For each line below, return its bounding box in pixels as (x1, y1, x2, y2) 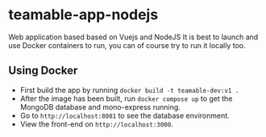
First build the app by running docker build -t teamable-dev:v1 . (19, 85, 239, 95)
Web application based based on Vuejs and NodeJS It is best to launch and (8, 32, 259, 42)
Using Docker (8, 64, 78, 78)
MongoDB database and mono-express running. (19, 102, 181, 111)
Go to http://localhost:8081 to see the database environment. (19, 111, 230, 120)
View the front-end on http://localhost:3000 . (19, 119, 173, 129)
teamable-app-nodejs (8, 6, 159, 24)
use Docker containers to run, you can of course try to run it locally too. (8, 40, 246, 50)
